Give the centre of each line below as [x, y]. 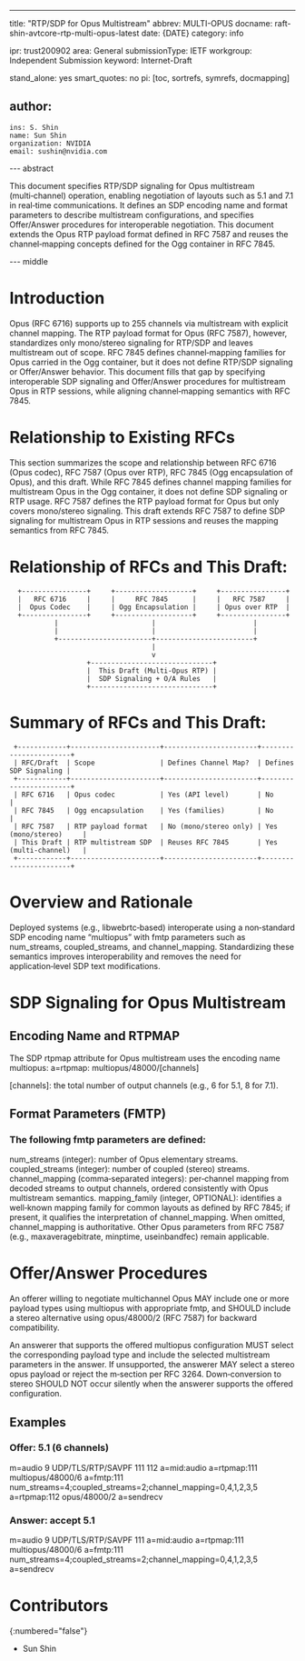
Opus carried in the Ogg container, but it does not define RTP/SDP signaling [151, 362]
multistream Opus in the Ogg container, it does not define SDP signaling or [149, 491]
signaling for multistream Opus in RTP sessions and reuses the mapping [144, 520]
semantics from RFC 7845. [59, 530]
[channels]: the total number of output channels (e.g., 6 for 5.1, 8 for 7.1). [144, 1085]
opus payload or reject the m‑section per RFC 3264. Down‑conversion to [145, 1375]
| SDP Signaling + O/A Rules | [152, 678]
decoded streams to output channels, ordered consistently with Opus [139, 1188]
